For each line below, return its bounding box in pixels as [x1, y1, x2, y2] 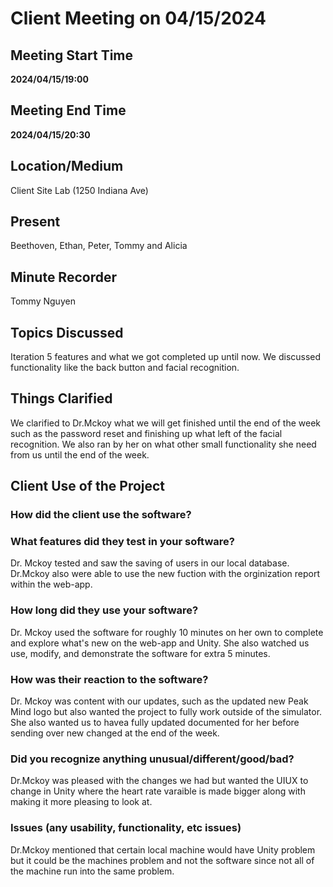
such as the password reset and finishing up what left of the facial [10, 427, 283, 439]
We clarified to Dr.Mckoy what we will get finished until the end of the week [10, 417, 321, 429]
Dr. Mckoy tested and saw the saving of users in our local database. [10, 557, 290, 569]
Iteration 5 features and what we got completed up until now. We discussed [10, 351, 322, 363]
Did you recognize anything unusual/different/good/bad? [10, 752, 295, 766]
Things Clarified [10, 390, 113, 407]
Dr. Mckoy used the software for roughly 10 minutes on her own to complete [10, 626, 324, 638]
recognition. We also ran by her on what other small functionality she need [10, 438, 317, 450]
